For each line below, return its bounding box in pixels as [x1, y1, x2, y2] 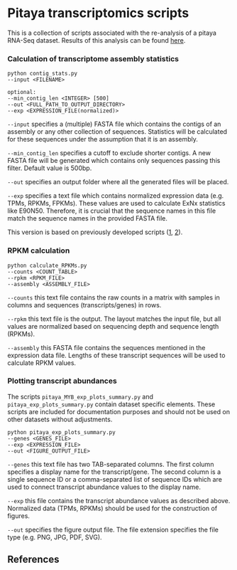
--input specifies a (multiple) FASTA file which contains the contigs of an [7, 120, 221, 129]
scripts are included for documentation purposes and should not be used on [7, 407, 231, 416]
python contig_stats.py [7, 70, 78, 78]
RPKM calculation [7, 246, 70, 255]
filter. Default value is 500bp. [7, 164, 92, 172]
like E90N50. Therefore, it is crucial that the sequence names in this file [7, 206, 216, 215]
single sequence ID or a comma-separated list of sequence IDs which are [7, 475, 222, 483]
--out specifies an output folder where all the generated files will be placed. [7, 178, 229, 186]
